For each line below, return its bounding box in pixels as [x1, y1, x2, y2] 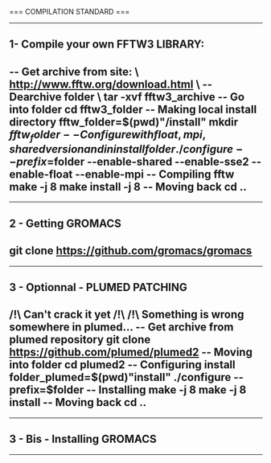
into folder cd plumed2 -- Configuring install [9, 358, 236, 372]
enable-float [9, 167, 73, 181]
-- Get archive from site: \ [9, 64, 139, 79]
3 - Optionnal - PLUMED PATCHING [9, 281, 188, 294]
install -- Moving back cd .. [9, 395, 147, 409]
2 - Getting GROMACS [9, 216, 121, 230]
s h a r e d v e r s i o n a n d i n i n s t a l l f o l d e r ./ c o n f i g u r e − [9, 142, 244, 156]
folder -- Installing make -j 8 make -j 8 [52, 383, 247, 397]
